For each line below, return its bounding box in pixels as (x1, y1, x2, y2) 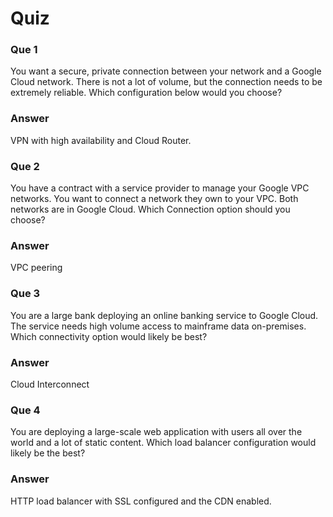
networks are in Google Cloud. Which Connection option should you (10, 203, 291, 216)
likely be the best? (10, 447, 86, 459)
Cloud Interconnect (10, 378, 90, 390)
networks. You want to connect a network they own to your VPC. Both (10, 193, 299, 205)
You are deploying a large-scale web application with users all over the (10, 426, 303, 438)
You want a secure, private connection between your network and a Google (10, 65, 322, 77)
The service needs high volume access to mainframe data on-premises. (10, 320, 307, 332)
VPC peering (10, 262, 63, 274)
